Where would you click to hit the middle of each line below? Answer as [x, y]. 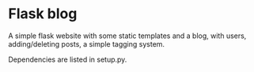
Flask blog [43, 14]
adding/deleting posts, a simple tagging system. [86, 44]
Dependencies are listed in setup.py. [68, 59]
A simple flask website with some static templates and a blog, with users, [127, 36]
